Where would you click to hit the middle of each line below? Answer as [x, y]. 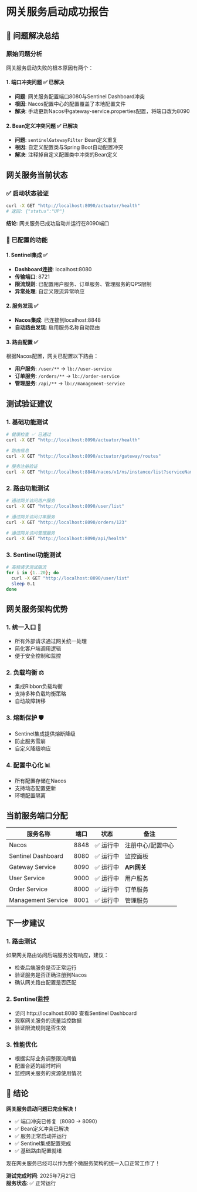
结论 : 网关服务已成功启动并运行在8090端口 [58, 223]
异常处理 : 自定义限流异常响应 [50, 291]
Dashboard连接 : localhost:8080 [53, 269]
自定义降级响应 [33, 748]
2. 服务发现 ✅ [22, 306]
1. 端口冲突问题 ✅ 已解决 [35, 82]
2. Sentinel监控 [28, 999]
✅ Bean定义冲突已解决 [42, 1128]
